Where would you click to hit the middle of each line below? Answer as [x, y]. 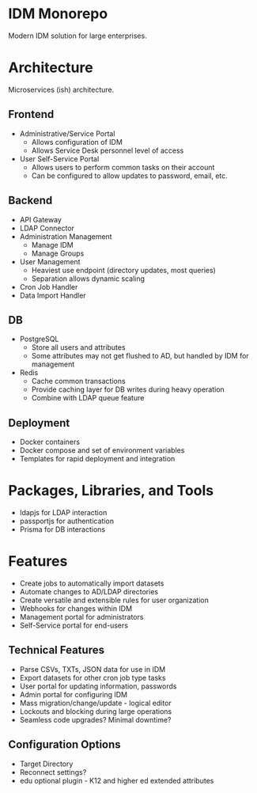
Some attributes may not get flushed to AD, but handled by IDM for [140, 356]
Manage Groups [58, 253]
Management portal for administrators [81, 617]
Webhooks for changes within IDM [76, 609]
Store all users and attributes [78, 347]
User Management [50, 261]
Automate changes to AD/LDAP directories [89, 592]
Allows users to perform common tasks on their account [123, 167]
